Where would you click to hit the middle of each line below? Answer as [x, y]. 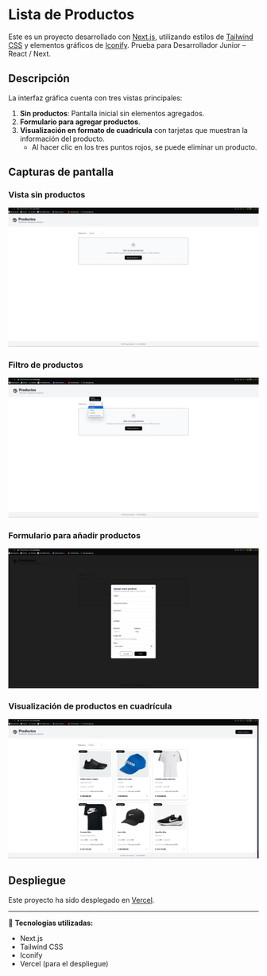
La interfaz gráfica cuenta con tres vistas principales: [95, 98]
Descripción [39, 78]
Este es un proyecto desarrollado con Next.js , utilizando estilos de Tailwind [131, 37]
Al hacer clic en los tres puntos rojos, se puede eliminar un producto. [144, 147]
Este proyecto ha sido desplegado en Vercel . [81, 900]
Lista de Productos [72, 15]
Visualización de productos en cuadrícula [90, 706]
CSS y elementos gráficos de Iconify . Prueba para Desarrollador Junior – [127, 45]
